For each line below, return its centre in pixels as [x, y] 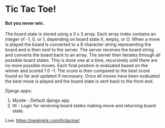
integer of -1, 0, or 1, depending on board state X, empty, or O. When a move [82, 39]
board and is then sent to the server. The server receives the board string [80, 50]
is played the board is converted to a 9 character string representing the [78, 44]
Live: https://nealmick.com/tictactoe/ [42, 121]
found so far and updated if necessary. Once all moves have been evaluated [82, 76]
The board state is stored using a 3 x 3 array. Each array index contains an [81, 34]
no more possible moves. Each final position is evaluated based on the [77, 66]
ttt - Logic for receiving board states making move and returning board [84, 106]
